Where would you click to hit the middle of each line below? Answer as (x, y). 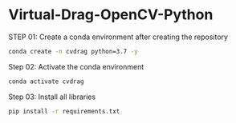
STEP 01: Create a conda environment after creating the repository (118, 37)
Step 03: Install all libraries (52, 97)
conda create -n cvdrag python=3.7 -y (73, 51)
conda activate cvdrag (46, 81)
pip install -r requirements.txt (64, 111)
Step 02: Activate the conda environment (76, 66)
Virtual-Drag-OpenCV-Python (111, 15)
